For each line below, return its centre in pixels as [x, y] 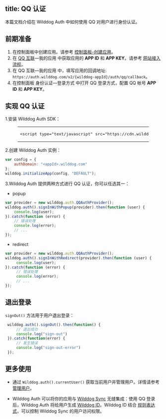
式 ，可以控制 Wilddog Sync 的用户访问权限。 [58, 411]
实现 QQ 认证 [25, 106]
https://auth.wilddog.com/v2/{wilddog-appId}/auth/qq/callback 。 [81, 76]
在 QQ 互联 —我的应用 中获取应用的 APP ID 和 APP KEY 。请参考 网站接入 [86, 58]
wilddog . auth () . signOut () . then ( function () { [54, 325]
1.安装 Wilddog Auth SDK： [33, 119]
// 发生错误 [27, 343]
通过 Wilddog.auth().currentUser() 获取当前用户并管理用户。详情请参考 [86, 382]
